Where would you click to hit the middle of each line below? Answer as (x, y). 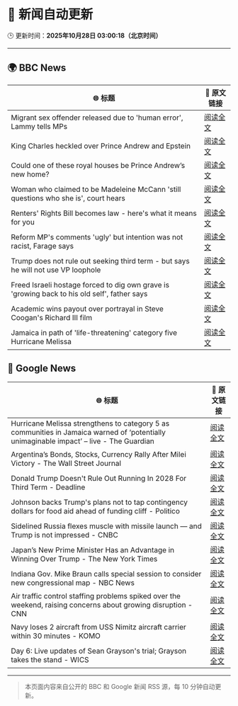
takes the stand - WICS (50, 659)
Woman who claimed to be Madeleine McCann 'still (96, 189)
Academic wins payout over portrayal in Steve (87, 309)
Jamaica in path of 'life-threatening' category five (94, 332)
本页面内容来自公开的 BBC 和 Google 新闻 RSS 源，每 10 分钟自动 (120, 686)
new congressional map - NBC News (73, 583)
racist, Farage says (42, 246)
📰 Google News (42, 369)
